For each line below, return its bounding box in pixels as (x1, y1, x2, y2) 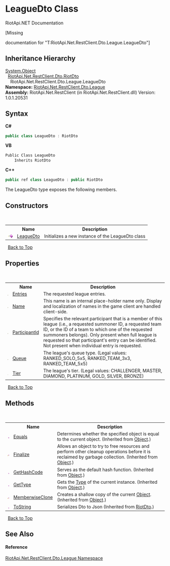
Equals (13, 434, 28, 440)
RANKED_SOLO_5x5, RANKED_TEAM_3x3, (43, 355, 132, 361)
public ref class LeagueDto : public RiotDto (5, 177, 103, 183)
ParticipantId (12, 329, 39, 335)
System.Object (5, 68, 36, 74)
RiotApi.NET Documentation (5, 20, 64, 26)
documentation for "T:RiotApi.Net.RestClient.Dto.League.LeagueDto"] (5, 39, 150, 46)
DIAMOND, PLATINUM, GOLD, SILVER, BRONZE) (43, 373, 144, 379)
